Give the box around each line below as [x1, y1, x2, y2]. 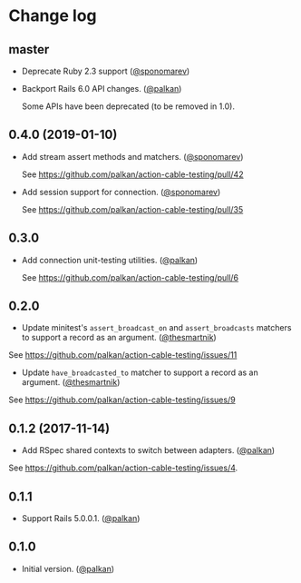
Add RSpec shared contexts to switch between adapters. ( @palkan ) [21, 445, 276, 456]
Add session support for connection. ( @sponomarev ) [21, 186, 221, 197]
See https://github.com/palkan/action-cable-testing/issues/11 [8, 350, 238, 361]
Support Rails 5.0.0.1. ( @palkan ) [21, 513, 141, 524]
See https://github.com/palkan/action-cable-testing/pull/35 [21, 203, 244, 214]
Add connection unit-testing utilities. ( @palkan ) [21, 254, 199, 265]
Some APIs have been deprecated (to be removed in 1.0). [21, 101, 235, 112]
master [8, 42, 50, 57]
